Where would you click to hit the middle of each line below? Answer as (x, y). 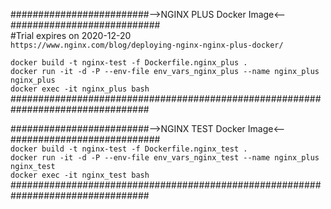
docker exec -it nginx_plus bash (80, 89)
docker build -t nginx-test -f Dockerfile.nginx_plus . (129, 63)
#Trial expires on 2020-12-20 (71, 35)
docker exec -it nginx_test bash (80, 175)
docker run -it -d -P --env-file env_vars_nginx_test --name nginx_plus (165, 158)
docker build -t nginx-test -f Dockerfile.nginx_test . (129, 149)
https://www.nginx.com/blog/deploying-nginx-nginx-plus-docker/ (147, 45)
